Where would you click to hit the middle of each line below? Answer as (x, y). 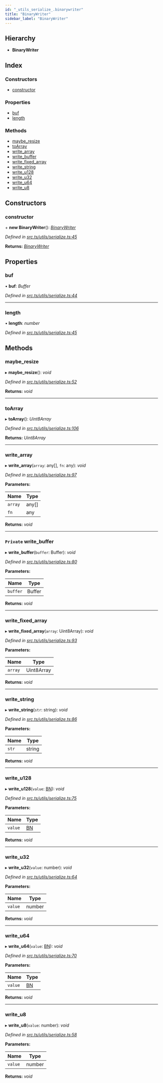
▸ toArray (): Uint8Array (28, 419)
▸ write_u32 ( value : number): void (38, 867)
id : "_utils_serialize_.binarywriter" (44, 9)
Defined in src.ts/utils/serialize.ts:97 (41, 475)
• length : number (23, 323)
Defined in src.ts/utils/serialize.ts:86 (41, 719)
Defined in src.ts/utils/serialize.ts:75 (41, 798)
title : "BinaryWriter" (28, 14)
